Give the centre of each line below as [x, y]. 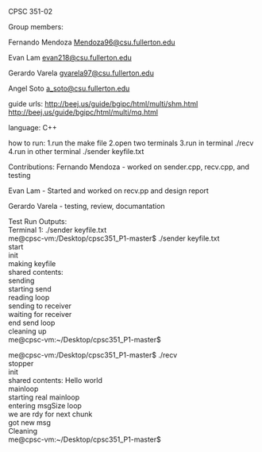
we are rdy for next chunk [50, 414]
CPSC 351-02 [31, 12]
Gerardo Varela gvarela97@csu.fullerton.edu [81, 73]
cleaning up [27, 331]
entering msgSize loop [45, 406]
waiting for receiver [40, 314]
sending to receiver [40, 306]
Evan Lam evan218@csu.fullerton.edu [70, 58]
